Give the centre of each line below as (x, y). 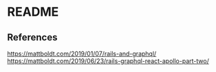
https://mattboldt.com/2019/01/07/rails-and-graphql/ (82, 53)
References (32, 37)
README (33, 12)
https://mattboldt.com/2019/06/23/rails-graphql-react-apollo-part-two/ (108, 61)
